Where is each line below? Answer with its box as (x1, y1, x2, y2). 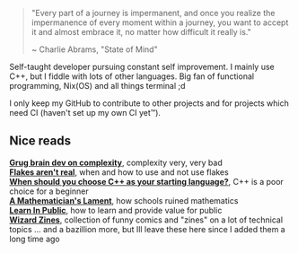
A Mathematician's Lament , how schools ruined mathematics (9, 195, 239, 205)
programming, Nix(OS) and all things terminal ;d (9, 81, 186, 91)
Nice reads (9, 134, 72, 149)
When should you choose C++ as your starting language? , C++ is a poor (9, 176, 285, 187)
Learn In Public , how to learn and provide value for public (9, 205, 223, 215)
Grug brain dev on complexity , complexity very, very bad (9, 157, 223, 168)
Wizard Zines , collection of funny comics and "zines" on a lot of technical (9, 214, 284, 225)
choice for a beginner (9, 186, 90, 196)
